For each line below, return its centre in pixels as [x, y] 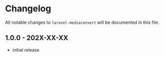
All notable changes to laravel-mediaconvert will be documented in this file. [82, 22]
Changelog [28, 9]
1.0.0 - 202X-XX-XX [37, 38]
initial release [26, 50]
